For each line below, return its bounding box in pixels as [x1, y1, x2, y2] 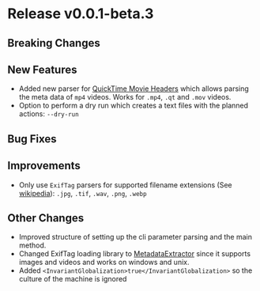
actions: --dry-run [18, 109, 80, 119]
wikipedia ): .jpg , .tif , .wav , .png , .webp [18, 188, 147, 198]
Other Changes [7, 211, 85, 225]
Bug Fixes [7, 132, 57, 145]
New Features [7, 62, 77, 76]
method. [18, 240, 47, 250]
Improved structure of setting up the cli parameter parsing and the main [18, 232, 252, 242]
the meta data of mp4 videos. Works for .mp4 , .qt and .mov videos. [18, 93, 232, 102]
